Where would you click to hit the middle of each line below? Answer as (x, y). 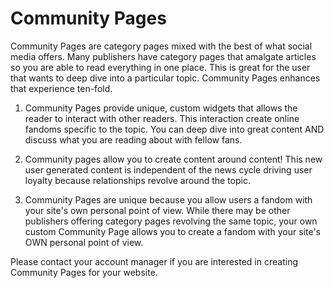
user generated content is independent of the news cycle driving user (168, 169)
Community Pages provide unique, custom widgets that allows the (161, 108)
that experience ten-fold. (61, 88)
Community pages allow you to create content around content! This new (173, 159)
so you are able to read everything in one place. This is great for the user (160, 67)
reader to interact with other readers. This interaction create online (162, 118)
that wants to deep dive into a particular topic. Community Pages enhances (165, 78)
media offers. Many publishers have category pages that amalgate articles (163, 56)
